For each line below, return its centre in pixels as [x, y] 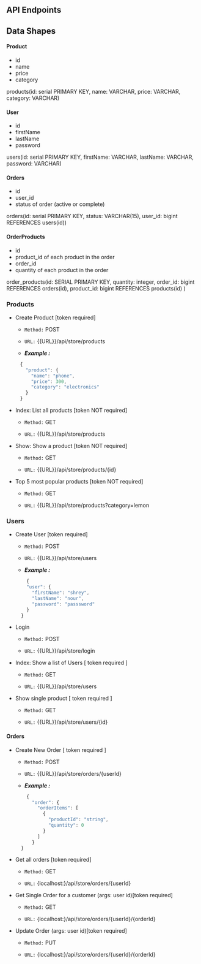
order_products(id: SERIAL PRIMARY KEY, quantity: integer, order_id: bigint [100, 282]
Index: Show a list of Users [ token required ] [71, 663]
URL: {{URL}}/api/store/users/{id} [66, 722]
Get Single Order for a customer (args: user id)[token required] [94, 895]
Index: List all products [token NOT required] [71, 411]
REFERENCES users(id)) [37, 222]
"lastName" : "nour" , [58, 598]
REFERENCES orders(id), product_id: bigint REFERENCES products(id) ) [96, 288]
